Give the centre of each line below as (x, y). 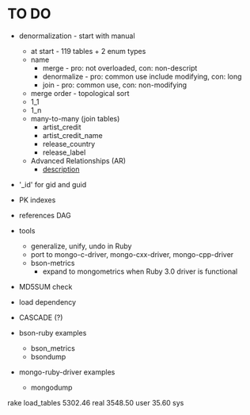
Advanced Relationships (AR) (78, 160)
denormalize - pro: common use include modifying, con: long (142, 76)
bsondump (48, 356)
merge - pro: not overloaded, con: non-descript (120, 67)
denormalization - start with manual (77, 36)
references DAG (45, 215)
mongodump (51, 387)
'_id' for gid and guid (53, 184)
